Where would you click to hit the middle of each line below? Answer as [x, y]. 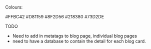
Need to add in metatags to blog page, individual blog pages [75, 36]
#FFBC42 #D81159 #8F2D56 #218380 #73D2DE [54, 17]
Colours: [14, 7]
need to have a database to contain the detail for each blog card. [79, 41]
